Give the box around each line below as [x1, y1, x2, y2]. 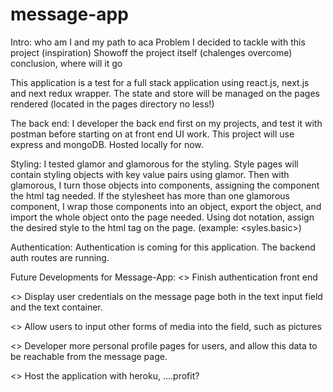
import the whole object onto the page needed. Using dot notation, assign [10, 211, 315, 223]
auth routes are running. [10, 251, 110, 263]
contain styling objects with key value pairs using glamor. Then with [10, 168, 290, 180]
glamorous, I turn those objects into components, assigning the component [10, 179, 320, 191]
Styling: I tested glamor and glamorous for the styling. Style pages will [10, 158, 299, 170]
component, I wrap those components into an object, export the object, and [10, 200, 322, 212]
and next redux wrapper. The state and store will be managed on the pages [10, 87, 320, 99]
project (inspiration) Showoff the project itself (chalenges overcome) [10, 46, 293, 58]
